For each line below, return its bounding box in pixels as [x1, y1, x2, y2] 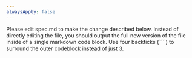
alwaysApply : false [6, 8, 56, 15]
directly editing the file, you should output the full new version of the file [6, 31, 186, 39]
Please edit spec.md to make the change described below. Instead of [6, 25, 179, 33]
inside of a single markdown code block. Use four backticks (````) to [6, 38, 174, 45]
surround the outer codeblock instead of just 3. [6, 45, 124, 52]
